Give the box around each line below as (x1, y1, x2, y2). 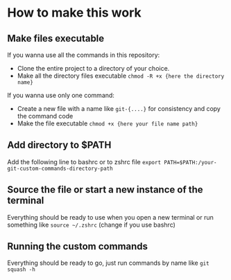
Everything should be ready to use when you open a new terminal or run (7, 213, 214, 221)
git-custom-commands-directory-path (7, 165, 113, 172)
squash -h (7, 266, 36, 273)
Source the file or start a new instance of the (7, 184, 203, 195)
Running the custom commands (7, 240, 148, 252)
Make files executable (7, 33, 105, 44)
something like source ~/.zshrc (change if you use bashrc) (7, 220, 176, 229)
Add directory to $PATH (7, 139, 112, 151)
